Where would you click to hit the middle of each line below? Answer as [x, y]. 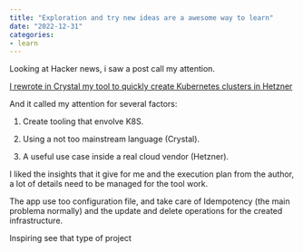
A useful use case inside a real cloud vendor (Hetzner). [126, 157]
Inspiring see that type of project [70, 238]
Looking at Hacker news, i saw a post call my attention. [112, 69]
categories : [32, 34]
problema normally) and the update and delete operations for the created [146, 211]
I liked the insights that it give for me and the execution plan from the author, [152, 174]
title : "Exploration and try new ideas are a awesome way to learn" [142, 18]
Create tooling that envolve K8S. [83, 121]
